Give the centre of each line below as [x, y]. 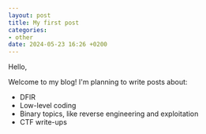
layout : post [30, 15]
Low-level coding [48, 106]
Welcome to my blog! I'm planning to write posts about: [98, 82]
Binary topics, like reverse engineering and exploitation [109, 114]
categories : [28, 30]
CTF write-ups [43, 122]
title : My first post [44, 23]
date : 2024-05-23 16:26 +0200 [58, 45]
